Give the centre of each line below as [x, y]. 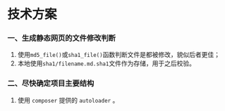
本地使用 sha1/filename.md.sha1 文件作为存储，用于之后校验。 [107, 63]
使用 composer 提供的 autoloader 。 [68, 100]
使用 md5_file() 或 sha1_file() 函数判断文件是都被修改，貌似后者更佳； [119, 55]
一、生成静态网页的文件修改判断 [62, 38]
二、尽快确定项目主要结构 [51, 84]
